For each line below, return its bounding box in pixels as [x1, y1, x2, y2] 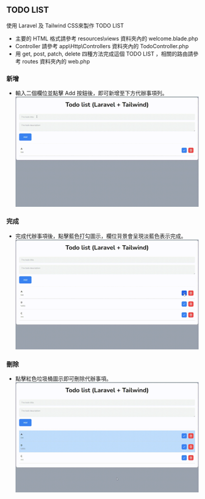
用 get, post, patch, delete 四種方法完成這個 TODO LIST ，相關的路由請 [15, 50, 193, 57]
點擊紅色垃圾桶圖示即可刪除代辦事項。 [15, 375, 112, 382]
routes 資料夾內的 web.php [22, 57, 90, 65]
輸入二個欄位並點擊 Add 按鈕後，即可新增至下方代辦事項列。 [15, 90, 168, 97]
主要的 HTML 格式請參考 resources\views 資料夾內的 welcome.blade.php [15, 35, 198, 42]
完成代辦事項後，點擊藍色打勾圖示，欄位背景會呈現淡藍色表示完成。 [15, 232, 187, 240]
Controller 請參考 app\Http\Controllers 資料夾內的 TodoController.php [15, 42, 189, 49]
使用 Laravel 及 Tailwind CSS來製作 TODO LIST [6, 21, 124, 29]
